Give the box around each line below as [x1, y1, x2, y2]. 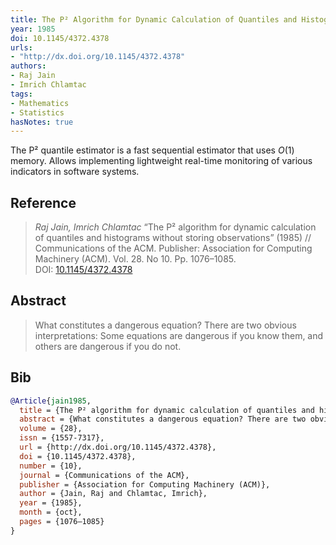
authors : [10, 61, 47, 71]
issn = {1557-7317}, [19, 433, 105, 443]
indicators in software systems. [10, 166, 140, 178]
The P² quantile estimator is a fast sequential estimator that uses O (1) [10, 144, 295, 156]
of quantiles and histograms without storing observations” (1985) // [34, 232, 312, 244]
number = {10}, [19, 461, 83, 471]
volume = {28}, [19, 424, 83, 434]
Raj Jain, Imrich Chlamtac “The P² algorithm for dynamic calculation [34, 221, 317, 233]
